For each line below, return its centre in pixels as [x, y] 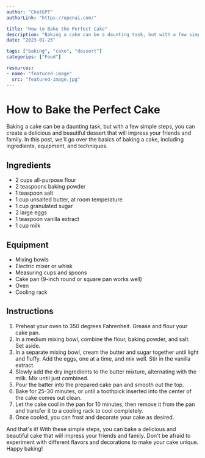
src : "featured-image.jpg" [46, 79]
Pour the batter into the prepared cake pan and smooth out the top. [99, 385]
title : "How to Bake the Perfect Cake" [57, 29]
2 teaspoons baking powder [50, 187]
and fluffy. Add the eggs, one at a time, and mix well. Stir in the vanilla [103, 358]
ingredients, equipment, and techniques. [57, 146]
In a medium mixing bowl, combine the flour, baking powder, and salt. [103, 339]
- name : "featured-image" [39, 73]
